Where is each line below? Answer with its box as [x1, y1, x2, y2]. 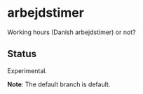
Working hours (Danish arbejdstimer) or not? [7, 28, 136, 36]
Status [7, 48, 37, 60]
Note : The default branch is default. [7, 80, 111, 88]
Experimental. [7, 66, 48, 75]
